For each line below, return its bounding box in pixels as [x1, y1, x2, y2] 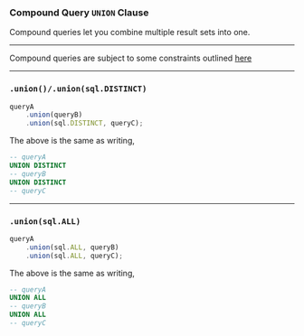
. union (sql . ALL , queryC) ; [25, 251, 124, 260]
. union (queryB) [25, 110, 83, 119]
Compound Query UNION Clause [9, 6, 149, 19]
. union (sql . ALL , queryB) [25, 242, 119, 252]
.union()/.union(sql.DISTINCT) [9, 84, 147, 94]
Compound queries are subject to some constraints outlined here [9, 52, 252, 64]
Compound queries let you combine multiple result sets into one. [9, 27, 251, 38]
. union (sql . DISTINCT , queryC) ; [25, 119, 144, 128]
